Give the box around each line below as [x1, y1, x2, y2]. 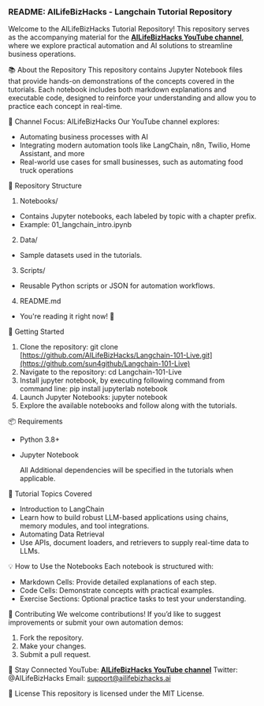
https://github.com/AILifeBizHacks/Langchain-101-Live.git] [22, 350, 213, 360]
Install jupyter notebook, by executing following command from [19, 375, 225, 385]
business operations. [8, 50, 76, 59]
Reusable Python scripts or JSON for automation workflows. [19, 281, 215, 290]
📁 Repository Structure [8, 181, 83, 191]
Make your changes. [19, 641, 87, 651]
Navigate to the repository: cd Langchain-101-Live [19, 368, 183, 377]
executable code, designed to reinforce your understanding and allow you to [8, 93, 257, 103]
